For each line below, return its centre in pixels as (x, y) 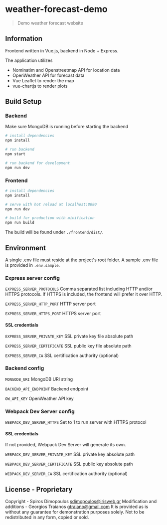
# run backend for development (38, 163)
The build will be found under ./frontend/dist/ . (54, 232)
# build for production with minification (50, 218)
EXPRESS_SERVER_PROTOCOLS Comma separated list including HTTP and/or (79, 289)
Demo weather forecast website (50, 23)
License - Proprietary (39, 489)
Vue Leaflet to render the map (43, 80)
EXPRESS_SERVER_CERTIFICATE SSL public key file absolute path (69, 346)
